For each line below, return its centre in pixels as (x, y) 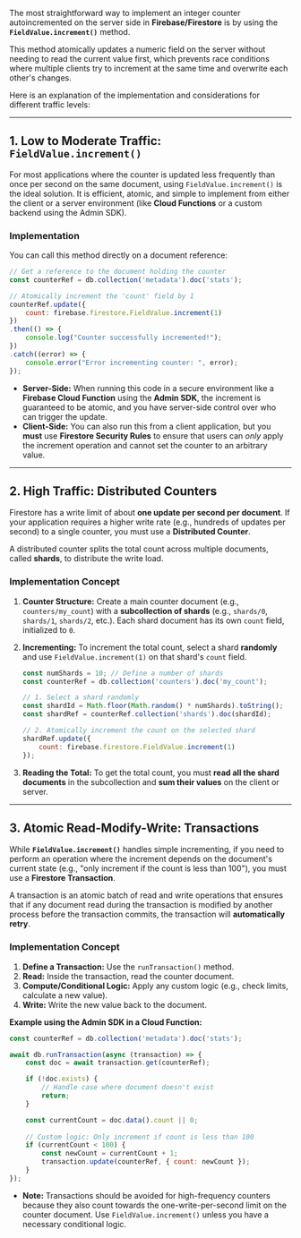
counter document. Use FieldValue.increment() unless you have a (145, 1214)
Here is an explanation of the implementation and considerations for (134, 95)
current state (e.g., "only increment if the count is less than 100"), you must (148, 868)
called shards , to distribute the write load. (86, 559)
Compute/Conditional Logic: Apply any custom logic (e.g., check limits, (155, 986)
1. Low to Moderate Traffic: (86, 141)
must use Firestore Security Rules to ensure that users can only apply (153, 435)
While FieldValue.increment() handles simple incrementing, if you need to (147, 850)
